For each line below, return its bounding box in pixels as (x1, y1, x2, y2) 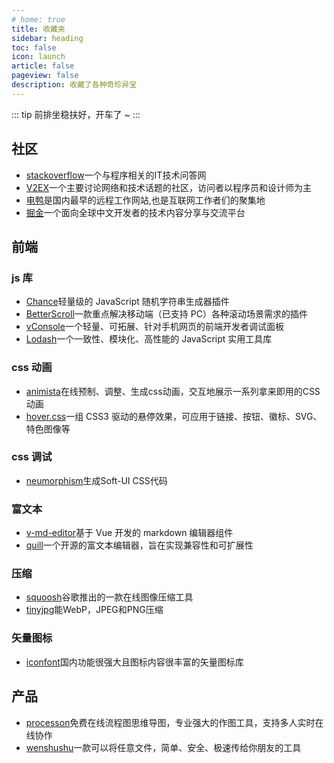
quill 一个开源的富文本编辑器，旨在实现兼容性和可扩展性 (25, 539, 254, 551)
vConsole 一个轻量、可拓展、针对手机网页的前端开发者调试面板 (25, 321, 284, 333)
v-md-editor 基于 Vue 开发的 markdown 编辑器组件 (25, 527, 234, 539)
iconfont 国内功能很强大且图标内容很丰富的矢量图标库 (25, 656, 244, 668)
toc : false (11, 42, 57, 53)
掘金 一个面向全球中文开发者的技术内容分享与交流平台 (25, 206, 246, 218)
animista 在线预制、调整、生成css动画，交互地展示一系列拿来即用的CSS (25, 385, 321, 397)
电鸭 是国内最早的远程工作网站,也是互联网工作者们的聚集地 (25, 194, 266, 206)
